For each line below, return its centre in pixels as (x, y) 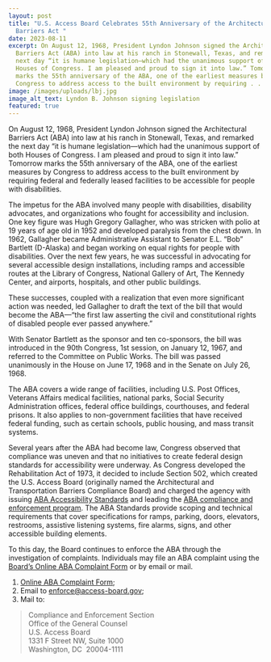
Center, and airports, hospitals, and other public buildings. (105, 282)
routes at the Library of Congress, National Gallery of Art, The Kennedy (126, 274)
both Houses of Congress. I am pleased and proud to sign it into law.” (123, 155)
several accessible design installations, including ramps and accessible (127, 265)
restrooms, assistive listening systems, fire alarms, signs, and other (120, 525)
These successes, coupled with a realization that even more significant (126, 298)
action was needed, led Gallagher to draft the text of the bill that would (125, 306)
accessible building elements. (58, 533)
